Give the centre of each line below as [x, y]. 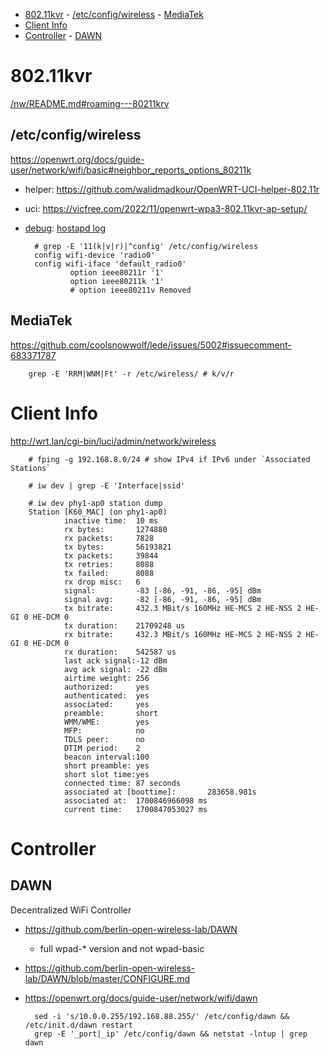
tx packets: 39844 [111, 555]
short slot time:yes [106, 774]
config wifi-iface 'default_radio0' [110, 264]
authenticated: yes [106, 695]
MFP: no [104, 730]
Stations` [31, 468]
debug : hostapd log [65, 228]
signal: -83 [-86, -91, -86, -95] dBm [162, 590]
